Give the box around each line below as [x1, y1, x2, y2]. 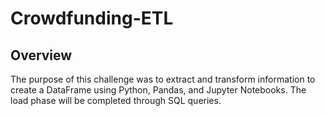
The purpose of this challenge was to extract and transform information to [10, 73, 316, 85]
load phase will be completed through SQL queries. [10, 95, 222, 106]
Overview [10, 47, 73, 64]
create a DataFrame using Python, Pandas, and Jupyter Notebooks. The [10, 84, 307, 96]
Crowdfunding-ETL [10, 7, 174, 30]
